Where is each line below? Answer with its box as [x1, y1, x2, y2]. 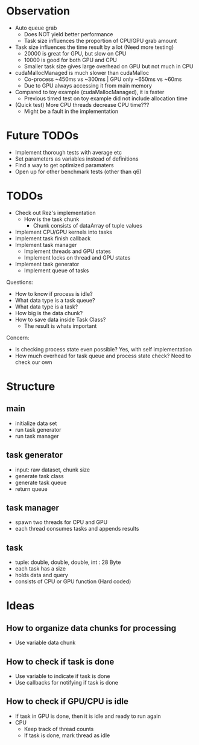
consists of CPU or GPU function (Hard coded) [14, 578, 131, 585]
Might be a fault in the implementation [24, 107, 119, 115]
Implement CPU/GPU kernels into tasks [14, 228, 113, 235]
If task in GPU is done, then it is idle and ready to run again [14, 712, 161, 720]
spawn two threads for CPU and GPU [14, 519, 108, 526]
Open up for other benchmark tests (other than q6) [14, 168, 142, 175]
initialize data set [14, 420, 57, 427]
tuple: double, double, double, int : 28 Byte [14, 558, 121, 566]
